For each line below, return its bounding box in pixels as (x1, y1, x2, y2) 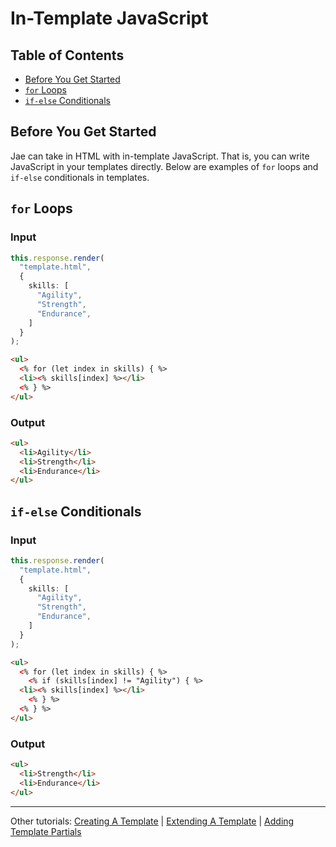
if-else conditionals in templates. (10, 171, 150, 183)
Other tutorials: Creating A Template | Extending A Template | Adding (10, 815, 295, 827)
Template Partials (10, 825, 82, 837)
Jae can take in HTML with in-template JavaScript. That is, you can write (10, 150, 310, 162)
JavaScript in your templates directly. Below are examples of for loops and (10, 160, 319, 172)
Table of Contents (10, 47, 125, 64)
